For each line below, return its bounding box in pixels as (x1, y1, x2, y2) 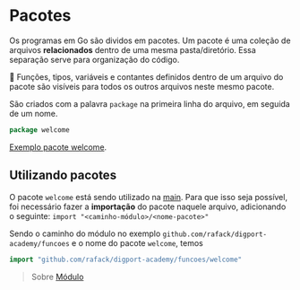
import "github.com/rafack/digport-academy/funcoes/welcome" (9, 255, 243, 264)
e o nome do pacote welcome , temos (71, 237, 203, 248)
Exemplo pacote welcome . (9, 141, 107, 153)
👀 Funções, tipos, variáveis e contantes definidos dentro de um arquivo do (9, 71, 284, 82)
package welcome (9, 125, 70, 135)
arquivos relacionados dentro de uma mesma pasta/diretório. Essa (9, 44, 257, 55)
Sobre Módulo (30, 271, 84, 282)
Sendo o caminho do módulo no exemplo (9, 228, 161, 239)
